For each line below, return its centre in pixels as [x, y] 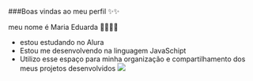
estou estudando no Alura [62, 42]
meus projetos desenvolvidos [68, 68]
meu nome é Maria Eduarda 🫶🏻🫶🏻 [63, 27]
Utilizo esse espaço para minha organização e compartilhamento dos [132, 59]
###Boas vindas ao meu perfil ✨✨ [64, 11]
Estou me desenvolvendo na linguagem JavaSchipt [103, 51]
